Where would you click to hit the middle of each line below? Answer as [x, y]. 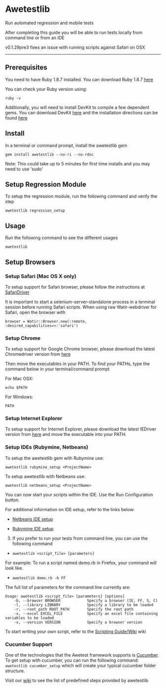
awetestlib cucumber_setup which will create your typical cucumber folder [81, 666]
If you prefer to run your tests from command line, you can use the [80, 538]
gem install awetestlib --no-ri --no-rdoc [49, 155]
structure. [15, 671]
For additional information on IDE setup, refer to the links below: [70, 509]
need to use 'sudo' [24, 169]
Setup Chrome [23, 338]
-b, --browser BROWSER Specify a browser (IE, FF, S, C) [86, 600]
